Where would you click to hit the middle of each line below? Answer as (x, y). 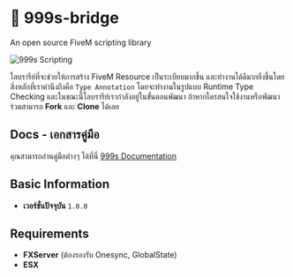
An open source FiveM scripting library (81, 42)
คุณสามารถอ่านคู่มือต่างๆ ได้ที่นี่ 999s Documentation (94, 156)
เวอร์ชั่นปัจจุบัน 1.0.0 (55, 206)
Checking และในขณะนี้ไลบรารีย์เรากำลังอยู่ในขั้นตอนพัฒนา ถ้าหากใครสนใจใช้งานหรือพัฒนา (145, 96)
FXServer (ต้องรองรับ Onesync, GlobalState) (100, 255)
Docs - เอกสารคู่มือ (55, 135)
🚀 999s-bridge (65, 18)
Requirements (49, 233)
